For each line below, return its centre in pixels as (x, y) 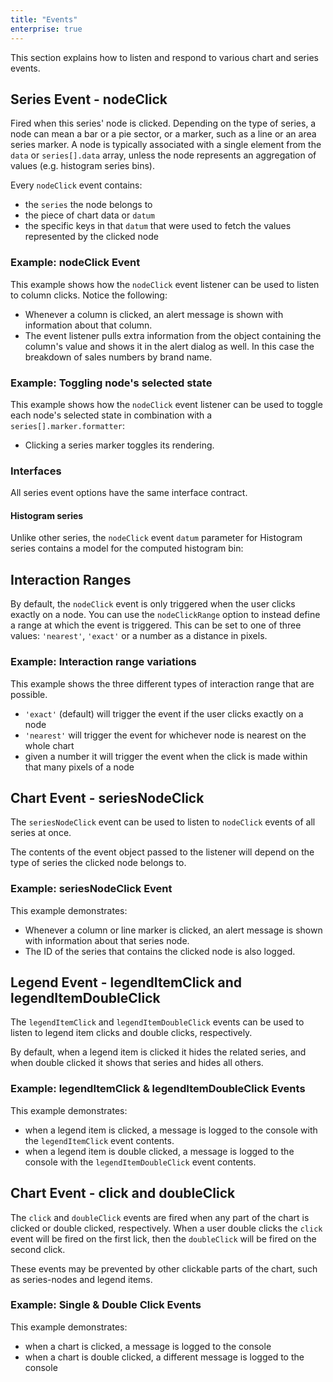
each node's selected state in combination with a (111, 415)
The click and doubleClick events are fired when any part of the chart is (160, 1217)
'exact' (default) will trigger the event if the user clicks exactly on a (164, 713)
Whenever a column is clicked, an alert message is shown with (154, 314)
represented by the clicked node (91, 237)
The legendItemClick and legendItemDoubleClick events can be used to (157, 1022)
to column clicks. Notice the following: (89, 295)
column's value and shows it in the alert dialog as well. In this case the (169, 346)
